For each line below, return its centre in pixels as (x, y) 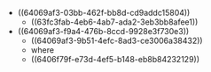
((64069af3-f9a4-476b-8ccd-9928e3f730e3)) (103, 31)
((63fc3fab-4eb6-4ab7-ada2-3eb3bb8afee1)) (114, 22)
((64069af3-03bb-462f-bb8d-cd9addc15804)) (104, 13)
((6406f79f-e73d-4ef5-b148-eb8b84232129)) (115, 59)
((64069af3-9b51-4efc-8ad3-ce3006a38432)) (117, 40)
